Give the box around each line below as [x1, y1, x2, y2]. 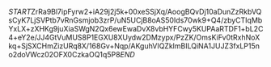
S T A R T [8, 7, 32, 16]
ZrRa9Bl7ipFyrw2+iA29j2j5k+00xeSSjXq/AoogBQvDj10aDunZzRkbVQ [31, 7, 262, 16]
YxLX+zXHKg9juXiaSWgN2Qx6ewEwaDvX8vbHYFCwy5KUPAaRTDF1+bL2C [8, 24, 264, 33]
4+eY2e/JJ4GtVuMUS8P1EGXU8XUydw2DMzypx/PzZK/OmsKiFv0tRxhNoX [8, 32, 260, 42]
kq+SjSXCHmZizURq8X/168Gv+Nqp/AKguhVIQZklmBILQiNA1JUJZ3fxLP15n [8, 41, 260, 51]
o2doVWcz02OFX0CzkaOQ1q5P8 [8, 50, 121, 59]
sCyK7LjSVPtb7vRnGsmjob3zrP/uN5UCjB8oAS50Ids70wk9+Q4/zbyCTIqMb [8, 15, 263, 25]
